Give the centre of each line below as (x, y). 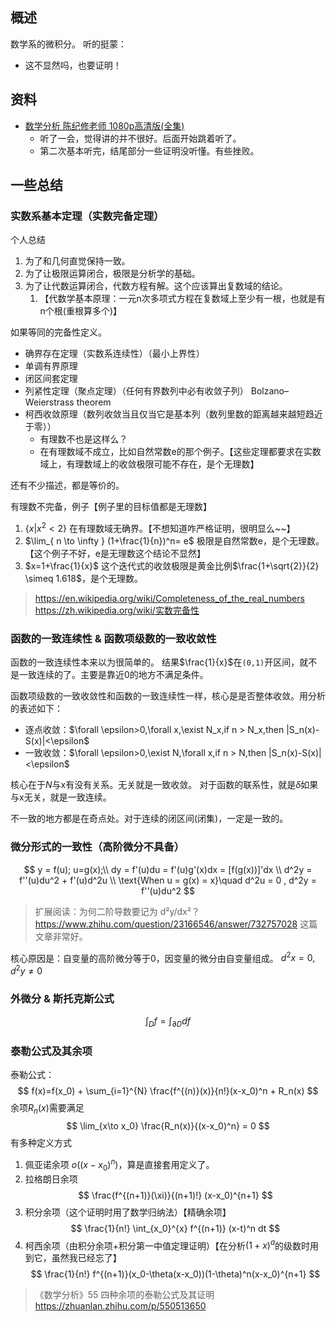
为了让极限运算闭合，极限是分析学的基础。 (112, 274)
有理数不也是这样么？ (83, 439)
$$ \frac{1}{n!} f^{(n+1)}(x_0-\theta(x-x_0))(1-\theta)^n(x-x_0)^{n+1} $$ (175, 1274)
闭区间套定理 (51, 379)
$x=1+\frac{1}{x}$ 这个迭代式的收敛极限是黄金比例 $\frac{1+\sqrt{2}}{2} (172, 565)
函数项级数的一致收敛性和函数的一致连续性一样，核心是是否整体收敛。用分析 (168, 696)
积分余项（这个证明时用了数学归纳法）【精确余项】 (128, 1212)
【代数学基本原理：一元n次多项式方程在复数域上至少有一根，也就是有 (182, 299)
